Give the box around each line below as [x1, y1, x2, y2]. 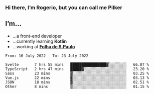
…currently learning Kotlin [12, 38, 67, 44]
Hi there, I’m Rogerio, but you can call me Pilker [5, 4, 122, 11]
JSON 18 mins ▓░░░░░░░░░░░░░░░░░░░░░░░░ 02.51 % [5, 79, 149, 84]
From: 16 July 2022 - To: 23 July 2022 [5, 53, 89, 58]
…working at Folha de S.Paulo [12, 43, 75, 49]
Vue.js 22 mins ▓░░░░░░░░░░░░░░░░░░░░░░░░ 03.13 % [5, 75, 149, 80]
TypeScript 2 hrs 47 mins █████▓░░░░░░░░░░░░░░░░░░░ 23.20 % [5, 66, 149, 71]
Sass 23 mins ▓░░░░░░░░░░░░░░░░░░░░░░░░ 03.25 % [5, 71, 149, 76]
